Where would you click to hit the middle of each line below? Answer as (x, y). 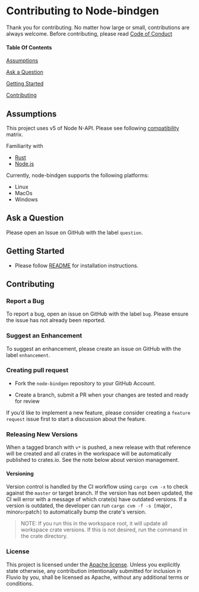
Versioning (20, 473)
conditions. (20, 583)
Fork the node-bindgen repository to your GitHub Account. (85, 383)
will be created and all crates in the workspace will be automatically (89, 454)
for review (27, 401)
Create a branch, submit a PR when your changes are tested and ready (102, 395)
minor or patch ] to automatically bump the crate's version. (76, 512)
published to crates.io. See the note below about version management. (93, 460)
